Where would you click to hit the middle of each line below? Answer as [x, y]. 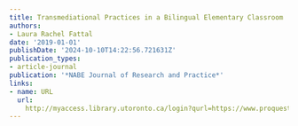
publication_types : [45, 59]
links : [21, 83]
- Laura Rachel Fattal [51, 34]
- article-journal [43, 67]
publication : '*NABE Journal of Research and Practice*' [117, 75]
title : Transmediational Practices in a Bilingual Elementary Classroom [146, 17]
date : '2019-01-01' [45, 42]
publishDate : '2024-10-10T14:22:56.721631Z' [93, 51]
